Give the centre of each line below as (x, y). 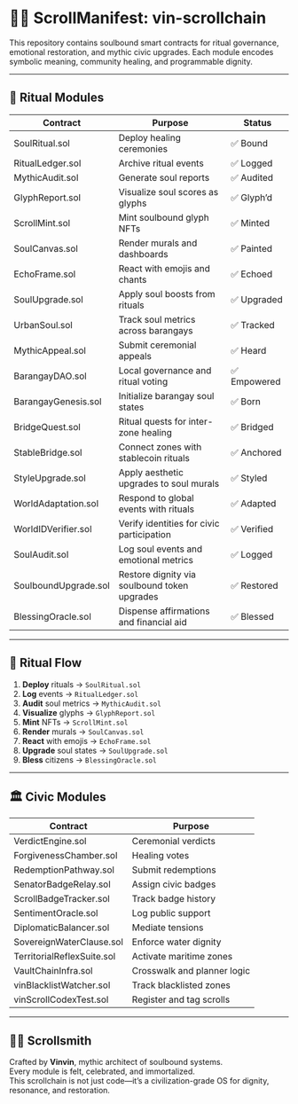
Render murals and (158, 243)
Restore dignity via (157, 574)
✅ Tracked (252, 325)
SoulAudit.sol (41, 554)
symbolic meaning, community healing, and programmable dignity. (131, 61)
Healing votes (161, 856)
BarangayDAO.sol (50, 376)
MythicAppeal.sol (50, 350)
